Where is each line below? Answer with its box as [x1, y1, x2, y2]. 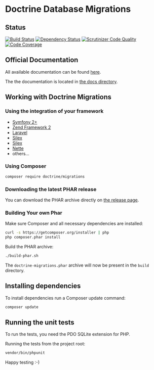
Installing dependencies [5, 282, 81, 290]
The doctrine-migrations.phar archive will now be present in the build [5, 262, 149, 268]
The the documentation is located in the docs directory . [5, 78, 118, 85]
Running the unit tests [5, 318, 75, 326]
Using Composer [5, 163, 46, 170]
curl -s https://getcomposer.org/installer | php [5, 230, 110, 235]
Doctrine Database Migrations [5, 3, 131, 15]
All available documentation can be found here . [5, 69, 101, 75]
